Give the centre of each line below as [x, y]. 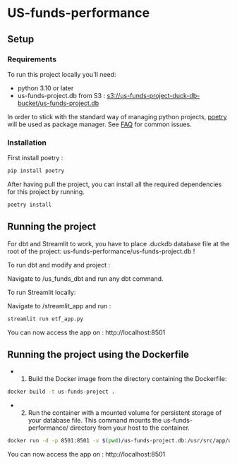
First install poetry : [35, 158]
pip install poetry [36, 171]
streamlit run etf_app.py [45, 319]
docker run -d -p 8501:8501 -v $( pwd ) [64, 441]
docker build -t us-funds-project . [61, 392]
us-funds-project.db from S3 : [61, 95]
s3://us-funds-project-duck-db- [153, 95]
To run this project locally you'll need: [62, 74]
